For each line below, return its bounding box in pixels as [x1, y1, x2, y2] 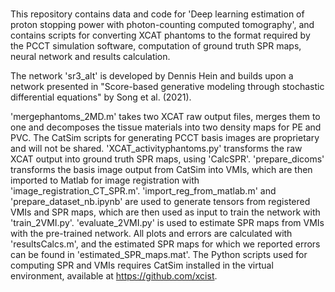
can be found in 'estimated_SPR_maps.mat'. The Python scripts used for [10, 249, 308, 261]
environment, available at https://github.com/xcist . [10, 270, 218, 282]
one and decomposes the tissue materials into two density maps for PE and [10, 121, 322, 133]
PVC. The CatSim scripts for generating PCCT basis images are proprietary [10, 132, 320, 144]
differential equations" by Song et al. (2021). [10, 91, 192, 103]
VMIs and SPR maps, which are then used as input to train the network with [10, 206, 321, 218]
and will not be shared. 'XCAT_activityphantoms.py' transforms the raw [10, 143, 303, 155]
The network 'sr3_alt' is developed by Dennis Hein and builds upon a [10, 70, 294, 82]
